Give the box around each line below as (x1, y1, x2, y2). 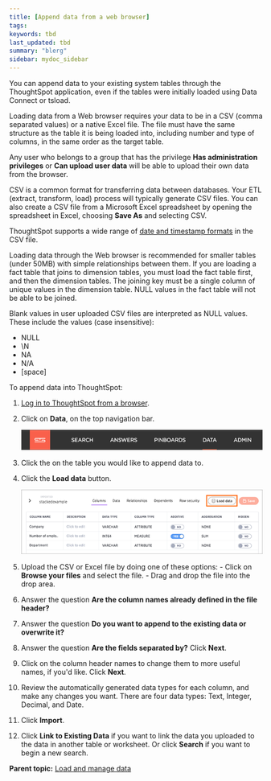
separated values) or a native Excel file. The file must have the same (9, 120, 236, 129)
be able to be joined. (9, 294, 77, 302)
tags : (9, 21, 27, 30)
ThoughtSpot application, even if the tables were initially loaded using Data (9, 87, 257, 97)
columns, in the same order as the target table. (9, 137, 164, 146)
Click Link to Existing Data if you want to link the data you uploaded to (20, 730, 255, 740)
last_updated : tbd (9, 39, 71, 47)
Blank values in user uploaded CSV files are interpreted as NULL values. (9, 309, 248, 318)
